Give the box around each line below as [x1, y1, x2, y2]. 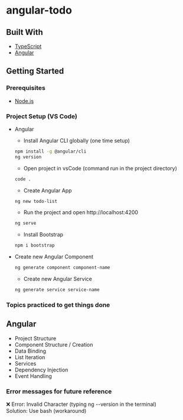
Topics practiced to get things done [6, 301, 110, 309]
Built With [6, 27, 43, 37]
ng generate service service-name [14, 287, 100, 293]
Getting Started [6, 66, 64, 76]
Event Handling [14, 372, 52, 379]
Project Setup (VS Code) [6, 112, 78, 120]
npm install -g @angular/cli [14, 148, 87, 154]
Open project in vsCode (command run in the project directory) [23, 164, 177, 172]
